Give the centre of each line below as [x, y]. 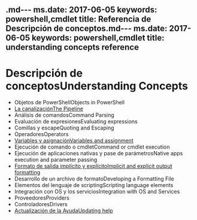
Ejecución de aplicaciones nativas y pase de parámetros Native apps [99, 153]
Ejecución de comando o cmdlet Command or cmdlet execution [92, 147]
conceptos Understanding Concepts [97, 86]
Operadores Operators [42, 134]
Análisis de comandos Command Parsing [64, 115]
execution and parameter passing [56, 160]
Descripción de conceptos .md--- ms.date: [87, 28]
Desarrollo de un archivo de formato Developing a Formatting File [94, 179]
